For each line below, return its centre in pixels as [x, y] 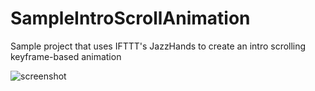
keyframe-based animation [66, 56]
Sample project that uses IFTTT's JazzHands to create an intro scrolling [158, 46]
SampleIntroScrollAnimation [130, 18]
